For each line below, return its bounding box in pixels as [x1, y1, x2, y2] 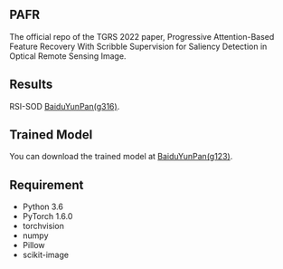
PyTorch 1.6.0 [22, 211, 73, 222]
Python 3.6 [22, 201, 63, 212]
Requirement [9, 177, 84, 193]
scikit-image [22, 249, 70, 261]
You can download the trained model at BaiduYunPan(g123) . [9, 151, 233, 162]
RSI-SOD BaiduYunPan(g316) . [9, 101, 120, 111]
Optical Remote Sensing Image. [9, 50, 127, 62]
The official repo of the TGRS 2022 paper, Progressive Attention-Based [9, 31, 275, 42]
